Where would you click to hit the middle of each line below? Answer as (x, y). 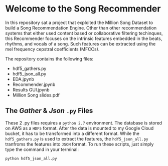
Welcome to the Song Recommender (83, 9)
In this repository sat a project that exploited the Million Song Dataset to (79, 22)
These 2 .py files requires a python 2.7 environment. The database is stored (83, 122)
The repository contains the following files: (49, 58)
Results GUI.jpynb (31, 89)
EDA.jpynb (23, 79)
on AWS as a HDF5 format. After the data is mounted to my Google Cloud (79, 128)
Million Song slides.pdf (36, 95)
